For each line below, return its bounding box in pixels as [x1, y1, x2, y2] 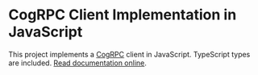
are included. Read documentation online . [8, 58, 148, 68]
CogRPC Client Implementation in [8, 6, 237, 24]
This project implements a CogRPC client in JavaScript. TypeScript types [8, 49, 251, 59]
